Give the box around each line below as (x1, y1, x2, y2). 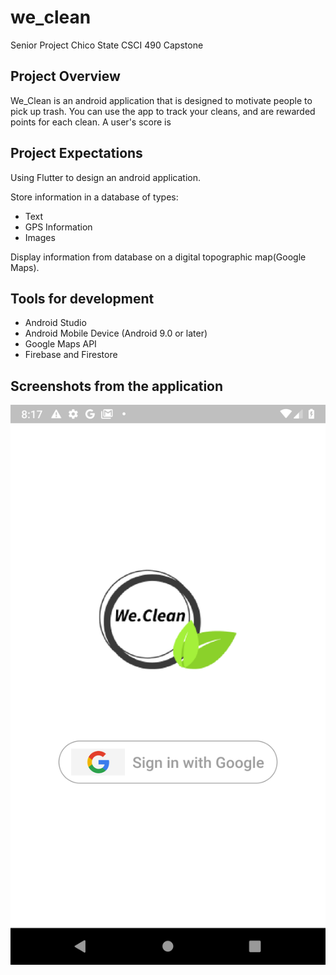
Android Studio (24, 317, 87, 329)
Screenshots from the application (10, 377, 224, 395)
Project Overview (10, 68, 121, 85)
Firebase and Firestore (24, 349, 118, 361)
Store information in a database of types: (10, 191, 179, 203)
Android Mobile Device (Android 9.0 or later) (24, 327, 208, 340)
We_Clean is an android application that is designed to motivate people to (10, 94, 313, 106)
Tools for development (10, 290, 155, 307)
